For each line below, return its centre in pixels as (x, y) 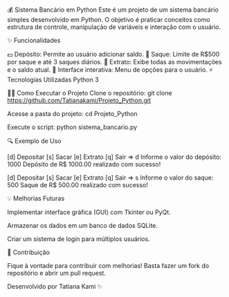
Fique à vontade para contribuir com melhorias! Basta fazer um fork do (108, 266)
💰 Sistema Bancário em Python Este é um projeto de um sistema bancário (113, 10)
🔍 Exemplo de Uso (34, 141)
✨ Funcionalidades (34, 40)
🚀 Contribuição (29, 252)
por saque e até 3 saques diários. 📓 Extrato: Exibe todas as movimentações (115, 62)
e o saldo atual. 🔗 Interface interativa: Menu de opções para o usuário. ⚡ (110, 70)
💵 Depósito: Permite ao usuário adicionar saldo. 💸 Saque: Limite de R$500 (113, 54)
